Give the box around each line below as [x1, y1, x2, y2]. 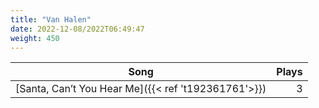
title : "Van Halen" [10, 14, 92, 25]
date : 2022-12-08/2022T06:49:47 [10, 24, 145, 34]
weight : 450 [10, 33, 60, 43]
